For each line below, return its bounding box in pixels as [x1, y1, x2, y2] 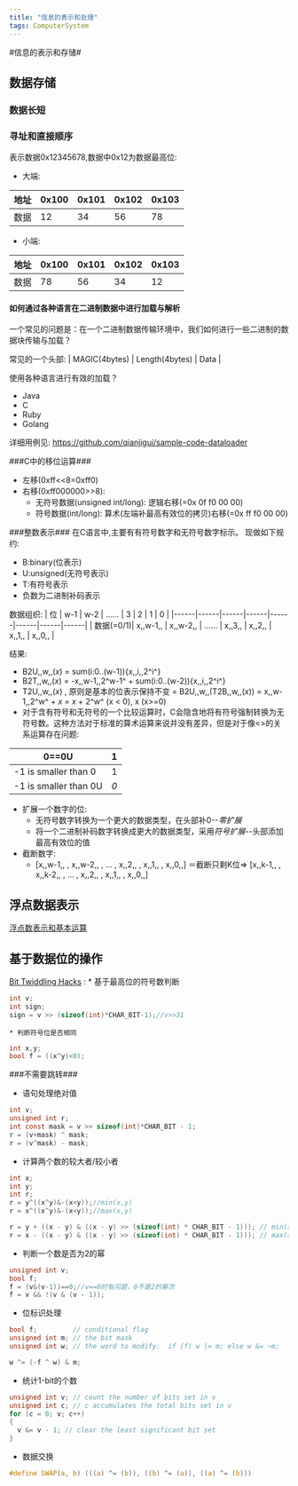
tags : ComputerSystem [9, 21, 90, 30]
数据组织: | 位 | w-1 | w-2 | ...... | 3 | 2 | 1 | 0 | [9, 609, 170, 620]
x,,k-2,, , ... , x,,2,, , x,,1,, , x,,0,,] [35, 869, 149, 880]
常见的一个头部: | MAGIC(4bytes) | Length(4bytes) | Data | [9, 354, 222, 365]
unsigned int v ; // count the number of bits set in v [9, 1393, 216, 1402]
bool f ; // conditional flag [9, 1325, 149, 1334]
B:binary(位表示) [21, 557, 82, 568]
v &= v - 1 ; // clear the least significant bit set [17, 1426, 216, 1435]
